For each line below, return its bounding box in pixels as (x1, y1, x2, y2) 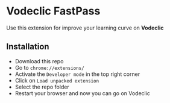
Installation (6, 42, 49, 52)
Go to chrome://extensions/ (14, 64, 84, 71)
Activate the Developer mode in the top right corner (14, 70, 140, 78)
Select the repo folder (14, 83, 69, 90)
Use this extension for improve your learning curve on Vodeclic (6, 24, 164, 31)
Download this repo (14, 57, 64, 64)
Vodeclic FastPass (6, 4, 101, 18)
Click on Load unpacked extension (14, 76, 99, 84)
